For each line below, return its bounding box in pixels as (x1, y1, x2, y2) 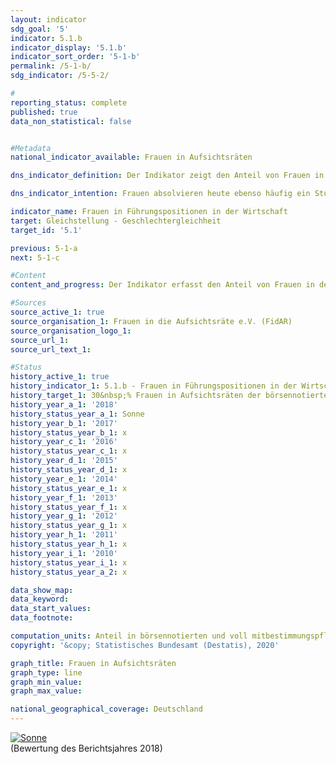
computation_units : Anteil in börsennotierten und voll (10, 631, 248, 641)
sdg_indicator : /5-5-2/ (10, 71, 110, 81)
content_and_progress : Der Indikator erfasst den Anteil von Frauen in (10, 280, 315, 290)
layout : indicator (10, 14, 87, 25)
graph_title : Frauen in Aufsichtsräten (10, 658, 177, 668)
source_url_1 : (10, 335, 70, 345)
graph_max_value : (10, 686, 83, 696)
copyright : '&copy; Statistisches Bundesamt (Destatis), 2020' (10, 640, 280, 650)
